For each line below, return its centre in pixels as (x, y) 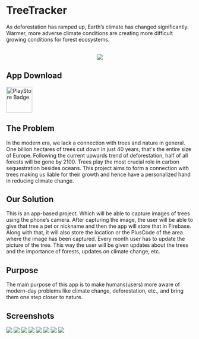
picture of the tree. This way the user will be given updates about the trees (97, 245)
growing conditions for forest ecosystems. (58, 39)
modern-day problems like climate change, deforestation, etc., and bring (95, 291)
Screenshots (30, 316)
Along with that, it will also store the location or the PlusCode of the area (94, 233)
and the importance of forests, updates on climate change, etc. (83, 252)
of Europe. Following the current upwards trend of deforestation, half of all (97, 155)
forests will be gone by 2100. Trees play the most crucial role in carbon (93, 162)
